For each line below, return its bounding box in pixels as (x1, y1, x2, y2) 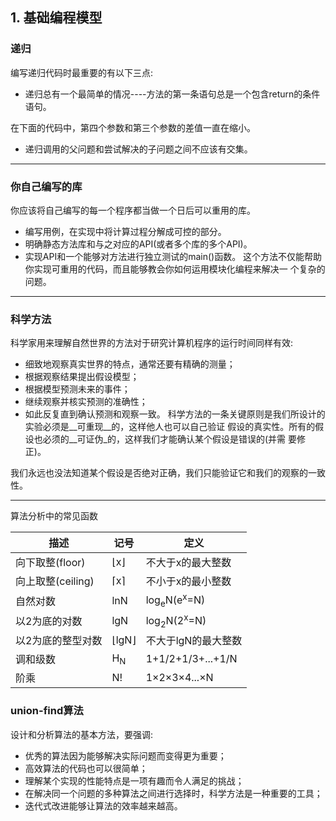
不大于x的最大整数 (145, 556, 232, 570)
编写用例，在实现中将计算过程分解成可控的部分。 (24, 225, 227, 237)
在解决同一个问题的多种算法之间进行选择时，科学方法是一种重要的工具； (24, 787, 323, 799)
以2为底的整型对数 (15, 634, 103, 648)
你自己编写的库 (10, 179, 83, 193)
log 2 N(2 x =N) (145, 611, 207, 630)
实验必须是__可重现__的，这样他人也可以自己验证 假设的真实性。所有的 (24, 421, 316, 433)
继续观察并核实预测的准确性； (24, 396, 148, 408)
